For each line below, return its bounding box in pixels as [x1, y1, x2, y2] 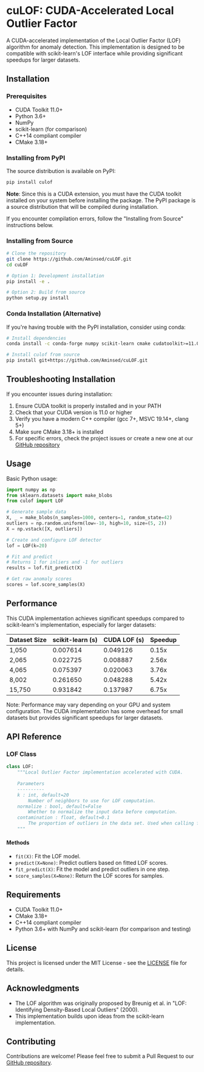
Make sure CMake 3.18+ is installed [15, 428, 104, 435]
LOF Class [6, 750, 37, 758]
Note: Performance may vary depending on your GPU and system [6, 701, 171, 708]
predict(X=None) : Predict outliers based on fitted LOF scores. [15, 859, 168, 867]
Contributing [6, 1036, 56, 1046]
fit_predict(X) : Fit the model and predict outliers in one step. [15, 866, 170, 873]
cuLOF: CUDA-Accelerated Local [6, 4, 174, 18]
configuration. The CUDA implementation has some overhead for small [6, 707, 183, 714]
